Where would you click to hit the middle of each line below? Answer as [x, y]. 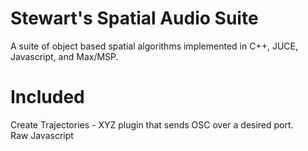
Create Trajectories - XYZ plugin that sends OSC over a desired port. [152, 124]
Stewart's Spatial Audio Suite [134, 18]
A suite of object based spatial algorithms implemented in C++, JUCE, [154, 46]
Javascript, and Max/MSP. [64, 56]
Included [47, 97]
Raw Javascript [42, 135]
